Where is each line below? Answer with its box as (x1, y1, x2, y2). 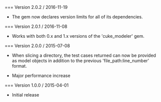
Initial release (11, 92, 39, 98)
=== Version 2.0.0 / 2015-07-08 (4, 43, 70, 49)
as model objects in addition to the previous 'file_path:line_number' (11, 58, 150, 64)
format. (11, 63, 27, 69)
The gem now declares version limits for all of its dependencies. (11, 14, 143, 19)
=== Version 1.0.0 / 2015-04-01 (4, 82, 69, 88)
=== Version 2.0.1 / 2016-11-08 (4, 23, 68, 29)
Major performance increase (11, 73, 71, 79)
